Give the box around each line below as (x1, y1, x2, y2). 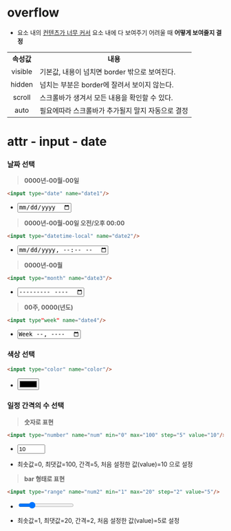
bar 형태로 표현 (23, 475, 65, 483)
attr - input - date (7, 134, 107, 149)
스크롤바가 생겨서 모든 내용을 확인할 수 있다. (39, 93, 173, 102)
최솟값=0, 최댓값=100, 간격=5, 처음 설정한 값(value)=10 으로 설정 (16, 459, 193, 468)
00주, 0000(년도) (23, 303, 74, 312)
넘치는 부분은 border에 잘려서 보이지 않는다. (39, 80, 174, 89)
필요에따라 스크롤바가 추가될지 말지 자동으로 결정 (39, 105, 189, 115)
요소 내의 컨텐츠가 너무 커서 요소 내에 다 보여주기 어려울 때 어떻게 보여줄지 (16, 28, 215, 36)
